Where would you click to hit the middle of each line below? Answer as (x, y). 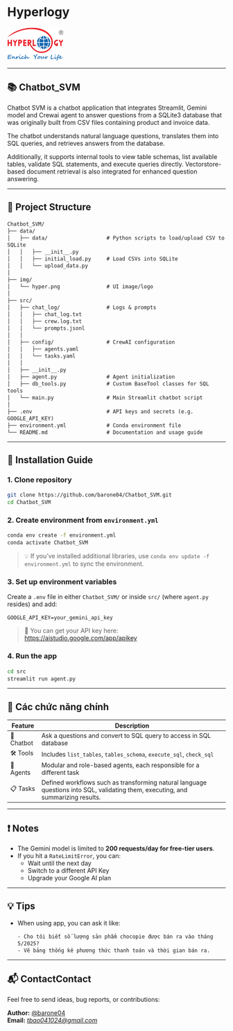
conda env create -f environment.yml (62, 535)
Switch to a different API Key (68, 871)
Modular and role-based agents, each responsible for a (120, 765)
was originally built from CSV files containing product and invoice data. (109, 122)
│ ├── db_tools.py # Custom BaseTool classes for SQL (108, 384)
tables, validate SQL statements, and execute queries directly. (95, 164)
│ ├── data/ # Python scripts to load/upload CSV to (116, 238)
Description (132, 726)
